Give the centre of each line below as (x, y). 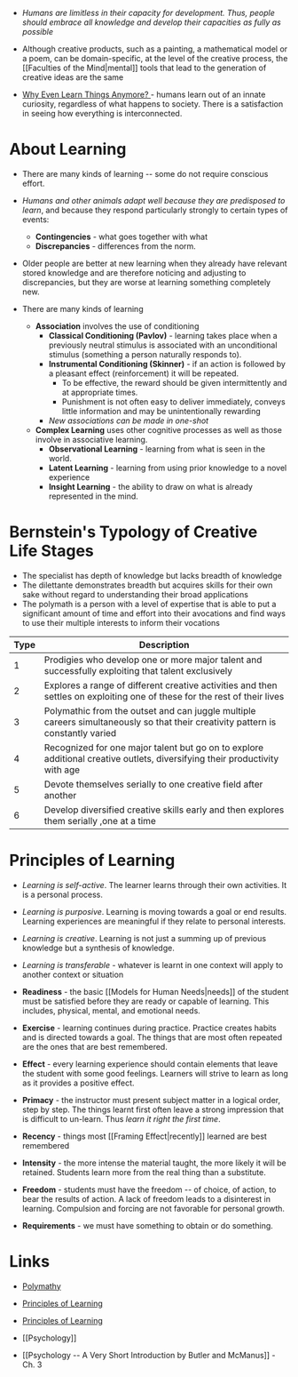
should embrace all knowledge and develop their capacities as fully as (151, 22)
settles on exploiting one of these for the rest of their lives (164, 696)
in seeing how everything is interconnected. (102, 113)
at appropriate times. (100, 392)
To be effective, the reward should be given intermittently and (174, 382)
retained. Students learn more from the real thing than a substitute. (144, 1172)
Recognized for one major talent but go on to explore (154, 748)
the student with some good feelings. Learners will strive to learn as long (155, 1073)
